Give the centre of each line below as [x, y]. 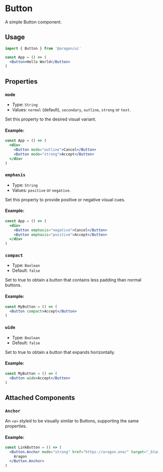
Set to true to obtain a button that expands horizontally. [60, 352]
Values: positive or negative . [41, 190]
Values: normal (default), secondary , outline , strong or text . [71, 109]
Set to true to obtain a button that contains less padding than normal [73, 280]
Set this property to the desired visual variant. [51, 119]
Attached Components [40, 397]
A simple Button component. [33, 22]
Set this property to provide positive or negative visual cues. [65, 199]
